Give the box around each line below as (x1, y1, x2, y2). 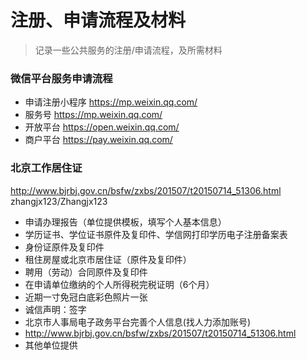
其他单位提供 (24, 339, 78, 351)
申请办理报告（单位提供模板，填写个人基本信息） (24, 216, 227, 228)
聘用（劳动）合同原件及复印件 (24, 266, 148, 278)
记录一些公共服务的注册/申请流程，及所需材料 (34, 44, 223, 56)
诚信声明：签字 (24, 303, 87, 315)
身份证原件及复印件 (24, 241, 105, 253)
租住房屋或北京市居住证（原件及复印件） (24, 253, 192, 265)
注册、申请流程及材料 (10, 9, 187, 32)
